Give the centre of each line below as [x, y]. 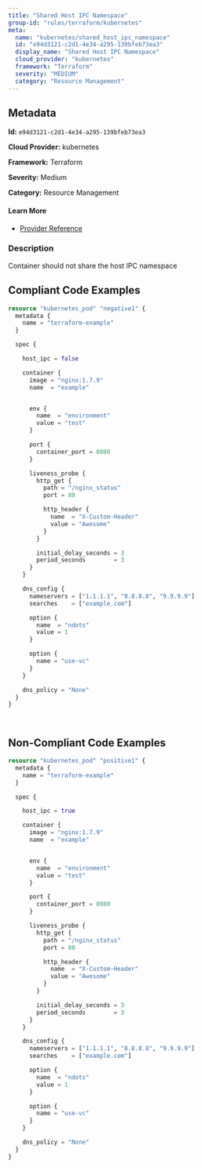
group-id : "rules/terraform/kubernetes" [75, 23]
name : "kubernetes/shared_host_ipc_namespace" [93, 37]
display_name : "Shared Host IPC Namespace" [87, 52]
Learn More [28, 211]
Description [31, 248]
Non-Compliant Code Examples [87, 743]
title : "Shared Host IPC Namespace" [68, 15]
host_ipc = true [49, 811]
